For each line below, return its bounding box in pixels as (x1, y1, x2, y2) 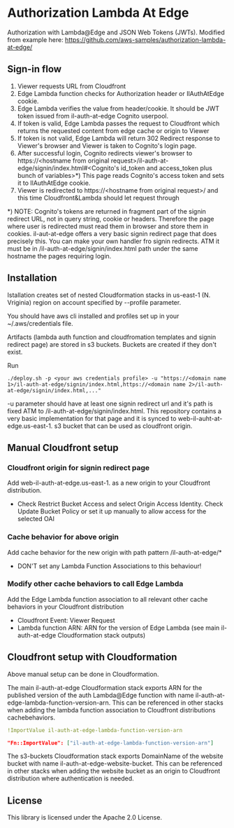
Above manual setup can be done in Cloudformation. (7, 670, 159, 678)
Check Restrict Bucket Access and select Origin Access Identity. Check (17, 499, 224, 509)
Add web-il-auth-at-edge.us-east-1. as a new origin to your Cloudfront (7, 478, 211, 488)
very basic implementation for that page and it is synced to (7, 414, 177, 422)
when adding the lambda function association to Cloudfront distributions (7, 705, 216, 714)
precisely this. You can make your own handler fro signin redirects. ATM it (7, 237, 220, 245)
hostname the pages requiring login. (7, 251, 112, 260)
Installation (7, 272, 57, 284)
